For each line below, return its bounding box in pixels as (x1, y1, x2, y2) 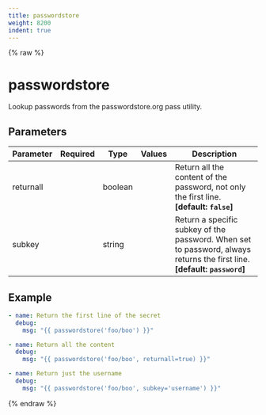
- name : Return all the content (8, 341, 115, 348)
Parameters (8, 124, 67, 139)
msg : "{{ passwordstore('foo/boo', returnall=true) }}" (22, 356, 211, 364)
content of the (174, 172, 228, 183)
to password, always (174, 244, 252, 255)
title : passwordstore (8, 11, 80, 20)
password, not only (174, 181, 246, 192)
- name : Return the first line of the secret (8, 311, 161, 319)
